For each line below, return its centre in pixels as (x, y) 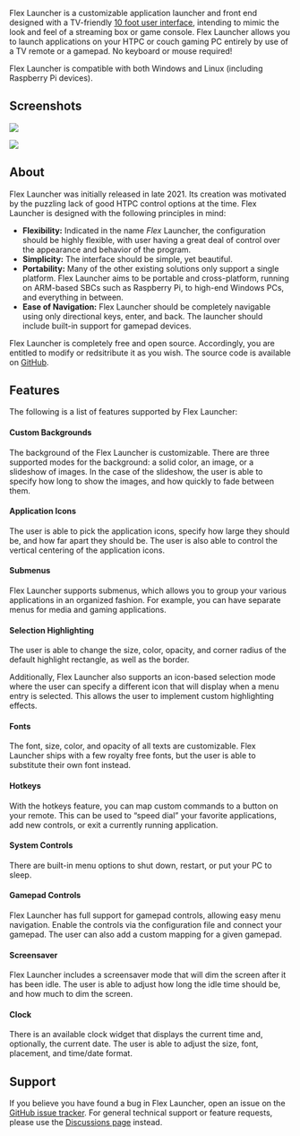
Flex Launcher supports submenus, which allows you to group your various (148, 590)
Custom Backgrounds (51, 433)
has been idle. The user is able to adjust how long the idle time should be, (145, 984)
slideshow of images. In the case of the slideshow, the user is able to (136, 471)
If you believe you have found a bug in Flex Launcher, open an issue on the (147, 1104)
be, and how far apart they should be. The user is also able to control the (144, 540)
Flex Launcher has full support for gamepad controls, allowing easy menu (145, 915)
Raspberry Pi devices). (51, 78)
